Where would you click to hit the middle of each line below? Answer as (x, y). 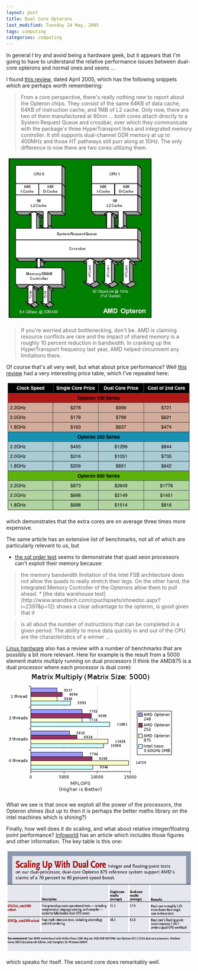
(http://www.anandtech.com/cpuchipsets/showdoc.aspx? (90, 600)
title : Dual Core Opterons (39, 19)
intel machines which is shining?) (46, 817)
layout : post (22, 12)
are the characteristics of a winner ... (65, 637)
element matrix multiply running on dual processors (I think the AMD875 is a (99, 661)
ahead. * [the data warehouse (57, 594)
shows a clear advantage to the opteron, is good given (122, 606)
